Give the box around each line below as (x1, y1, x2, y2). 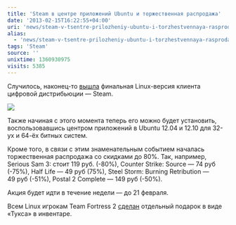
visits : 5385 (7, 63, 46, 70)
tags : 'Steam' (7, 43, 49, 50)
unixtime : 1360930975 (7, 56, 71, 63)
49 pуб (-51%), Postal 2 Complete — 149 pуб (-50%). (7, 174, 163, 183)
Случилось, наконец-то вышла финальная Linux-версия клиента (7, 82, 201, 90)
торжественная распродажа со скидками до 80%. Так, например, (7, 152, 207, 160)
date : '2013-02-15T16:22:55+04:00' (7, 17, 112, 24)
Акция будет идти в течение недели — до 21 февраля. (7, 188, 169, 197)
